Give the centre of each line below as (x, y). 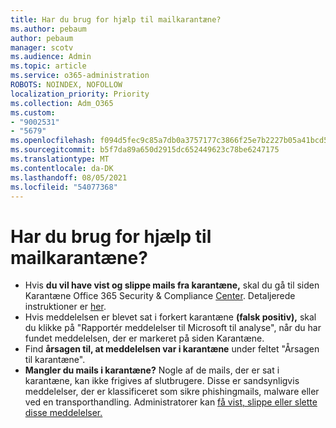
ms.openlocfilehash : (53, 141)
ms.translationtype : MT (60, 159)
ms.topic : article (48, 66)
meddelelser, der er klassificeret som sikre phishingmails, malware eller (172, 392)
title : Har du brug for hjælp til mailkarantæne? (116, 19)
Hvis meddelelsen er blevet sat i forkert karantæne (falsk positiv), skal (170, 317)
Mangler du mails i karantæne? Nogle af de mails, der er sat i (152, 370)
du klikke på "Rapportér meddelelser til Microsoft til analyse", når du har (173, 328)
